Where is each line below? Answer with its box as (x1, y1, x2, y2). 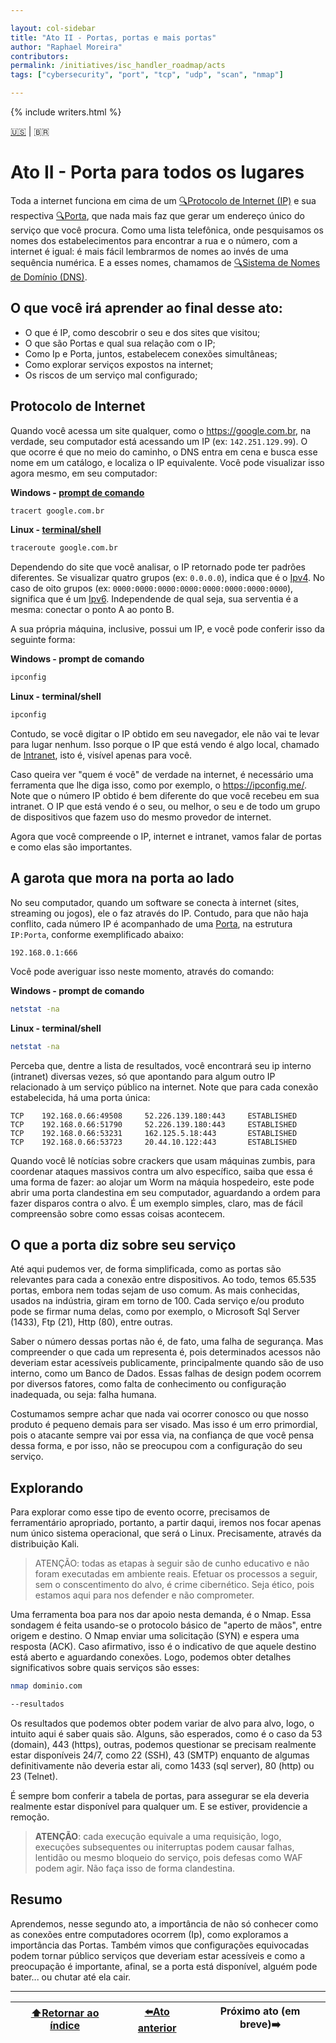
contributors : (10, 51, 70, 61)
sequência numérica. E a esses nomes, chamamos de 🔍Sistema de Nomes (10, 256, 321, 268)
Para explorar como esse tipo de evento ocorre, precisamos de (10, 1506, 270, 1518)
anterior (137, 2021, 177, 2035)
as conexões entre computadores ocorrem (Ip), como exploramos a (10, 1928, 289, 1940)
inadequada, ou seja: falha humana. (10, 1389, 157, 1401)
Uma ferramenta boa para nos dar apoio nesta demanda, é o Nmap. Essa (10, 1609, 312, 1621)
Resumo (10, 1891, 63, 1908)
